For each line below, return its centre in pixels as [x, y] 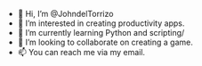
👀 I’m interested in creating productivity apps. [101, 23]
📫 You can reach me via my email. [81, 52]
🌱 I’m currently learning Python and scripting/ [101, 33]
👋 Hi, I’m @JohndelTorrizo [65, 14]
